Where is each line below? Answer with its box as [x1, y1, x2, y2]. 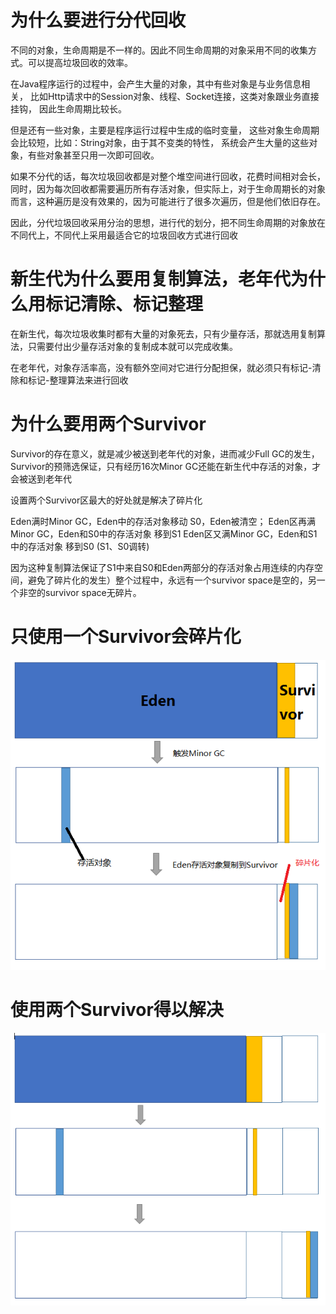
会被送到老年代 [10, 472, 72, 485]
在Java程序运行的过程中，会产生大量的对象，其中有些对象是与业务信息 [10, 77, 302, 90]
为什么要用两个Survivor [10, 413, 207, 436]
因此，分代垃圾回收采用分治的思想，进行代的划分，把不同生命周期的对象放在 [10, 216, 326, 228]
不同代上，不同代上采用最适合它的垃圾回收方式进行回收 [10, 229, 238, 241]
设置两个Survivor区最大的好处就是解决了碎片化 [10, 494, 203, 506]
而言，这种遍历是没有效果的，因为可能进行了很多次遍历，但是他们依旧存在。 [10, 195, 326, 207]
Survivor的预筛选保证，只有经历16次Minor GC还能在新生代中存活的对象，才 [10, 460, 322, 472]
